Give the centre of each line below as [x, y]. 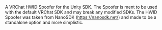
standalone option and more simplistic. [44, 22]
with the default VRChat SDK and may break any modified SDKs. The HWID [81, 12]
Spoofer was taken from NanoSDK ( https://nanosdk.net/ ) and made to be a [81, 17]
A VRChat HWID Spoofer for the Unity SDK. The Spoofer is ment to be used [81, 7]
